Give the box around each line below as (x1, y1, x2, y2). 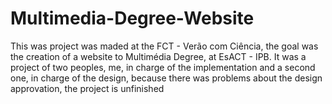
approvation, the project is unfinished (10, 82, 165, 94)
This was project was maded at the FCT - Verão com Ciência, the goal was (10, 40, 319, 52)
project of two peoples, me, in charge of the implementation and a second (10, 61, 316, 73)
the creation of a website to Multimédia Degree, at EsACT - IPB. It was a (10, 50, 307, 62)
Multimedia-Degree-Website (10, 7, 255, 30)
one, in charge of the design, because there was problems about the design (10, 72, 323, 84)
